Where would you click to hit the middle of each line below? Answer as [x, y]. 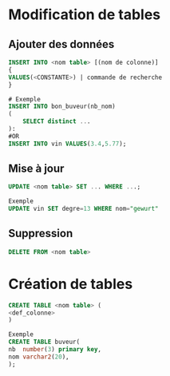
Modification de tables [85, 15]
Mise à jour [36, 169]
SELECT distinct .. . [57, 121]
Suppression [41, 234]
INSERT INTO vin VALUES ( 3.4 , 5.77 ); [67, 144]
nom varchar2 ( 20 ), [39, 357]
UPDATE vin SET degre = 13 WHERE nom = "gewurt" [83, 209]
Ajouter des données [61, 44]
